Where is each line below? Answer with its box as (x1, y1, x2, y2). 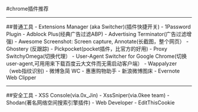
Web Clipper (6, 74, 37, 81)
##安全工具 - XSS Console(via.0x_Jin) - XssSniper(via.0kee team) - (6, 92, 170, 98)
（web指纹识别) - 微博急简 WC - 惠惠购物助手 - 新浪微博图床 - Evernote (6, 67, 180, 74)
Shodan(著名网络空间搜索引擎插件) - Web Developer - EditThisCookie (6, 99, 175, 106)
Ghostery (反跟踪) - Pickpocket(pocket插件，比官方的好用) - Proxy (6, 45, 168, 52)
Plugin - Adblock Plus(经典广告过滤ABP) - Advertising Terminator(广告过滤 (6, 31, 187, 37)
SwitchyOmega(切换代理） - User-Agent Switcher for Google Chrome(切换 (6, 52, 187, 60)
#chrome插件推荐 (6, 5, 49, 12)
